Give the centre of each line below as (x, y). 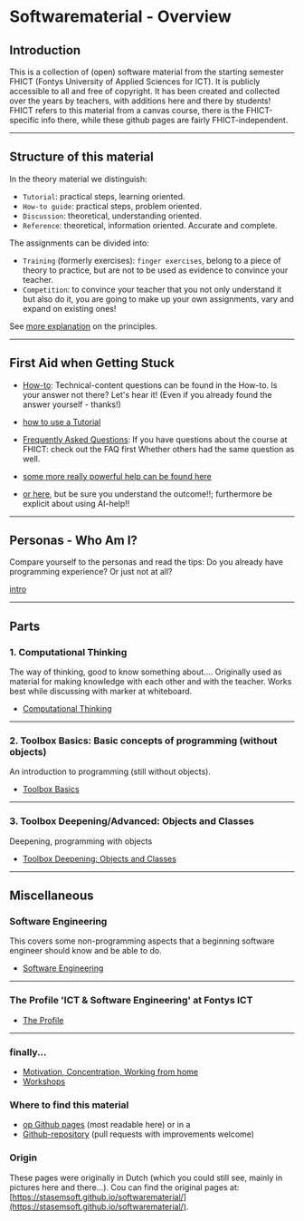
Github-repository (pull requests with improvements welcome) (138, 1134)
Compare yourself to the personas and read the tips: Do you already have (146, 562)
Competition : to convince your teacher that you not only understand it (152, 289)
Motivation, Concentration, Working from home (110, 1072)
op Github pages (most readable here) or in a (106, 1125)
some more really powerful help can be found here (117, 476)
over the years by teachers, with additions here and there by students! (140, 101)
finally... (28, 1051)
